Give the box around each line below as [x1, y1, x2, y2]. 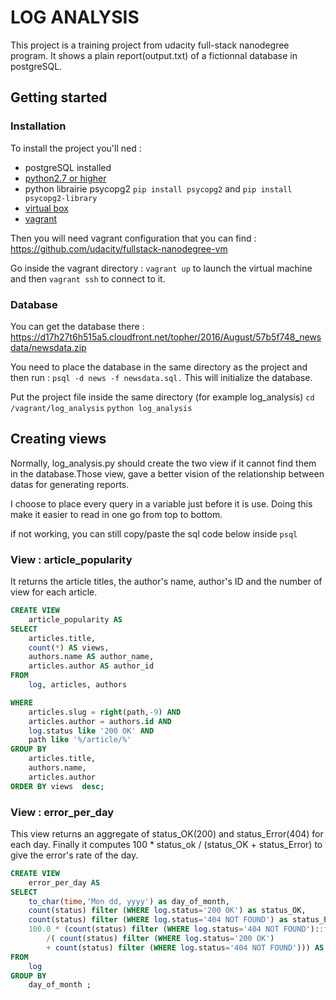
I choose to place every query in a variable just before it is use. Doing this [10, 497, 313, 510]
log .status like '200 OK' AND [28, 726, 155, 736]
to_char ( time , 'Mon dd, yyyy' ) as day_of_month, [28, 896, 230, 906]
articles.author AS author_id [28, 661, 155, 671]
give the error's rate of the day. [10, 849, 139, 861]
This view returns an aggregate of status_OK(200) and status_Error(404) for [10, 827, 324, 840]
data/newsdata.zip [10, 341, 87, 353]
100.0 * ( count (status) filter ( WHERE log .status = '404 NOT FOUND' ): [28, 924, 320, 935]
